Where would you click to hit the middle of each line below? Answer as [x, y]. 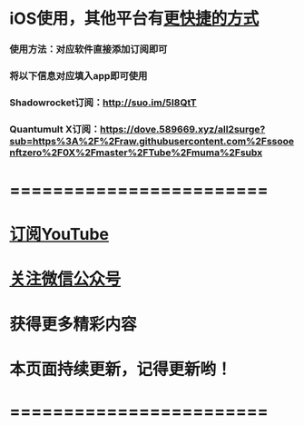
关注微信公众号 [65, 279]
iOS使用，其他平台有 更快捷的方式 [134, 19]
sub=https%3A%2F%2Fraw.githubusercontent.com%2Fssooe [152, 141]
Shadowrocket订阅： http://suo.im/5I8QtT [103, 103]
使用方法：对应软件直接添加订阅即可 [88, 49]
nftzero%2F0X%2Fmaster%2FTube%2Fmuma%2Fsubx [136, 153]
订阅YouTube [59, 235]
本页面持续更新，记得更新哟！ [121, 369]
